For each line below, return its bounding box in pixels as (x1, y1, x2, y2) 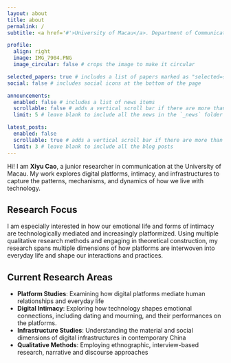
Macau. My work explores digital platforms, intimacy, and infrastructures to (7, 169, 220, 178)
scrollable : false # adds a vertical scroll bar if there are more (13, 105, 211, 112)
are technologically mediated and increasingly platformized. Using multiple (7, 229, 219, 238)
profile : (7, 42, 32, 49)
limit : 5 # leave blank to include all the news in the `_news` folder (13, 112, 223, 118)
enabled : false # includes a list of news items (13, 98, 155, 105)
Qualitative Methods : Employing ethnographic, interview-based (16, 341, 199, 349)
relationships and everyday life (16, 297, 104, 305)
